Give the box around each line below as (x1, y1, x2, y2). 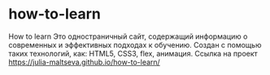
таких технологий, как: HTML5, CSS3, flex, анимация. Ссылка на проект (8, 48, 258, 58)
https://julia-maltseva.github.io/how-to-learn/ (8, 57, 160, 67)
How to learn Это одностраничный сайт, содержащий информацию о (8, 31, 248, 41)
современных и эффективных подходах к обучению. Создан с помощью (8, 40, 262, 49)
